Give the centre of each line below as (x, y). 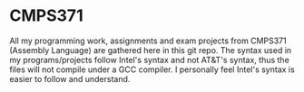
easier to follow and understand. (70, 78)
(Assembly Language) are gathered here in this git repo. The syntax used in (151, 50)
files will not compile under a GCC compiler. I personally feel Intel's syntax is (152, 69)
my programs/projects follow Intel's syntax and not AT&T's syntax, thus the (150, 60)
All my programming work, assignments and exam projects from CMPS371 (148, 41)
